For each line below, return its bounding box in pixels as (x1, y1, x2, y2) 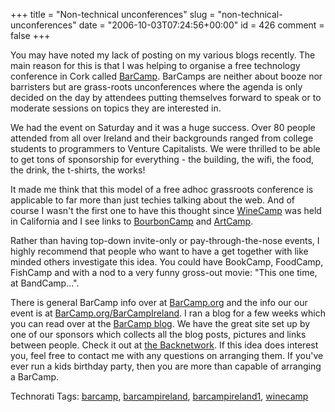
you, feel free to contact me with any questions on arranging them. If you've (10, 350, 324, 361)
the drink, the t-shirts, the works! (10, 164, 146, 176)
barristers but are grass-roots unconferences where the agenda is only (10, 81, 303, 93)
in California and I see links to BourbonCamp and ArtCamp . (10, 215, 254, 227)
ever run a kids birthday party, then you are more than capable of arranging (10, 360, 322, 372)
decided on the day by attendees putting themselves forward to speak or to (10, 92, 322, 103)
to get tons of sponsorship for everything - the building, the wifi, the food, (10, 154, 315, 165)
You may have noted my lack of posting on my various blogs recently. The (10, 49, 316, 61)
